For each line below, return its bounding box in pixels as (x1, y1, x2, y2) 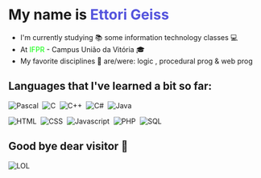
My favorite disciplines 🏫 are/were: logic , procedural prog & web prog (19, 56, 253, 66)
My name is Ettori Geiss (8, 6, 169, 24)
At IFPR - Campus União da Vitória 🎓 (19, 44, 145, 54)
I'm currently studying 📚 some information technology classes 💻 (19, 32, 238, 42)
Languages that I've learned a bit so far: (8, 79, 212, 93)
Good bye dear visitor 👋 (8, 140, 129, 153)
